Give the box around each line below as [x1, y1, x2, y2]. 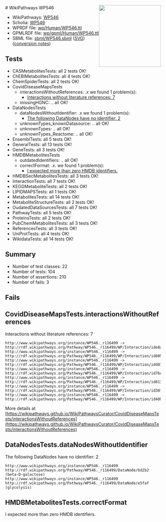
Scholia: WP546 [12, 20, 45, 25]
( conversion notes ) [12, 40, 51, 46]
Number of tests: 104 [12, 269, 55, 275]
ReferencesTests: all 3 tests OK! [12, 225, 78, 231]
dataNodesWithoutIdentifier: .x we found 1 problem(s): [19, 110, 130, 116]
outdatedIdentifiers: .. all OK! [19, 157, 78, 163]
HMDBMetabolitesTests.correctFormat [5, 498, 127, 507]
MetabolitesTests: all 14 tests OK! [12, 194, 80, 200]
